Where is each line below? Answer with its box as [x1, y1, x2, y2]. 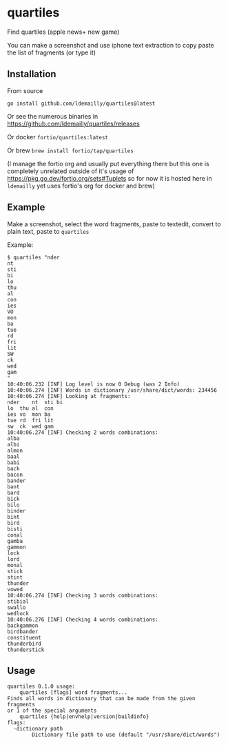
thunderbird [7, 640, 41, 647]
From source [7, 86, 43, 95]
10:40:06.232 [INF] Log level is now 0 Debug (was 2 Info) [7, 381, 180, 388]
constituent [7, 634, 41, 641]
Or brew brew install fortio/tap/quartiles [7, 146, 134, 155]
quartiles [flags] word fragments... [19, 689, 128, 696]
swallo [7, 604, 26, 611]
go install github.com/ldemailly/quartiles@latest [7, 100, 156, 107]
